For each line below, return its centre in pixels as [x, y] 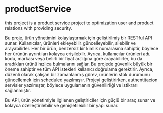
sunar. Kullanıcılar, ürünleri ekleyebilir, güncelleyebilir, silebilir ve [70, 43]
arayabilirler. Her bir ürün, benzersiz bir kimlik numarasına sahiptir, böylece [81, 48]
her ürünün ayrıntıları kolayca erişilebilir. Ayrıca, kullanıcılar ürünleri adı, [78, 54]
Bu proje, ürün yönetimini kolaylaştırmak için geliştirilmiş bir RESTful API [79, 38]
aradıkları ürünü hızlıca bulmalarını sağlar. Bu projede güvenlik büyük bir [79, 64]
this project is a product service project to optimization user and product [79, 23]
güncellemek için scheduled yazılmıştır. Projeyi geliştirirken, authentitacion [81, 80]
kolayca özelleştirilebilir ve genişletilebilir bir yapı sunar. [62, 105]
